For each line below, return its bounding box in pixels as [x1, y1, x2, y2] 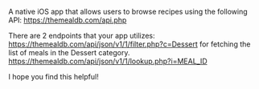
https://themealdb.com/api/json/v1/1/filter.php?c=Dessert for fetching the [8, 39, 251, 49]
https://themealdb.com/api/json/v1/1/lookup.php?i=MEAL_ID [8, 56, 208, 66]
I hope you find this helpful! [8, 72, 99, 81]
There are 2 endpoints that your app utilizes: [8, 31, 155, 40]
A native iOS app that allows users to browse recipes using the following [8, 7, 248, 16]
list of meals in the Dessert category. [8, 48, 130, 57]
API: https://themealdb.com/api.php [8, 15, 127, 25]
